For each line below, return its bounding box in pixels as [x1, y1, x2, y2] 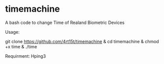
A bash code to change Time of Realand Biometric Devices [5, 20, 125, 25]
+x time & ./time [5, 43, 37, 49]
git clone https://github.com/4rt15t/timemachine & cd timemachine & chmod [5, 38, 159, 44]
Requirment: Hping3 [5, 53, 46, 59]
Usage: [5, 29, 20, 35]
